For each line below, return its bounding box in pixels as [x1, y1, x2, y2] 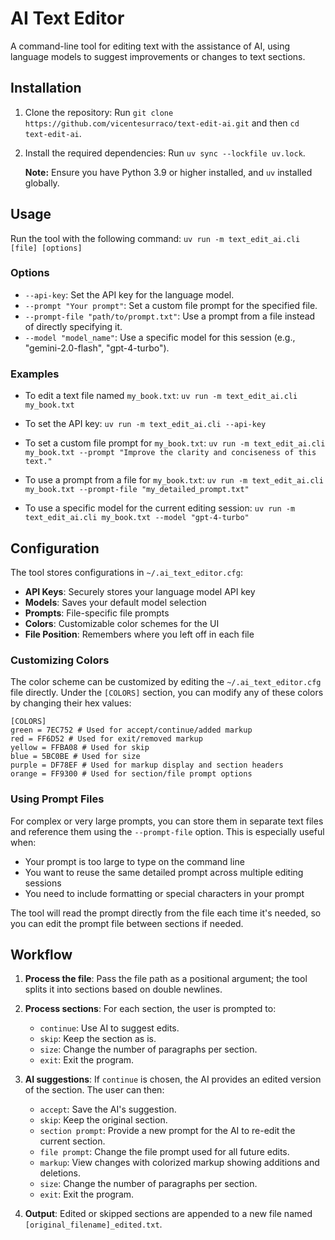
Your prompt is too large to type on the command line [24, 855, 245, 867]
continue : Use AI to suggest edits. [39, 1022, 180, 1034]
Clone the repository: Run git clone [24, 106, 174, 118]
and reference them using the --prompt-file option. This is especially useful [10, 825, 325, 837]
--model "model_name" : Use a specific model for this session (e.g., [24, 331, 296, 343]
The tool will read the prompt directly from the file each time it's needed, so [10, 907, 322, 919]
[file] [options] [10, 243, 83, 253]
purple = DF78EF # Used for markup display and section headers [10, 760, 284, 771]
